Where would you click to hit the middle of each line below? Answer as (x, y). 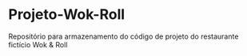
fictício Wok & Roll (38, 44)
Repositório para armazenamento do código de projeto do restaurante (124, 36)
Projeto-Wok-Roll (67, 15)
